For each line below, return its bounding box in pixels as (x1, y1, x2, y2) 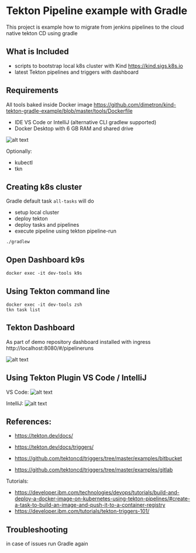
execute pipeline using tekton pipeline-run (14, 227, 117, 235)
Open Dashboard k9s (6, 255, 85, 265)
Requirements (6, 86, 59, 95)
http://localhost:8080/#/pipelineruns (6, 344, 94, 351)
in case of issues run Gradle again (6, 540, 88, 547)
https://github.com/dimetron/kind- (93, 101, 177, 108)
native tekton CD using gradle (6, 29, 78, 36)
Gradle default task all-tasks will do (6, 197, 95, 204)
